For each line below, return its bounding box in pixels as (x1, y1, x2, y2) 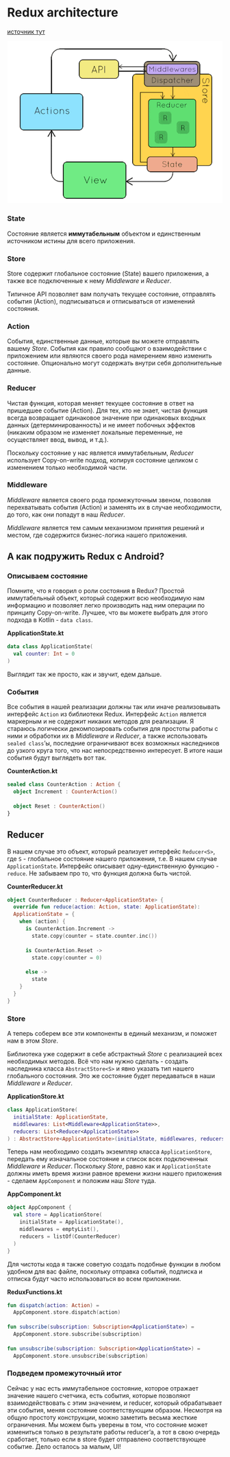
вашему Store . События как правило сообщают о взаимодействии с (7, 345, 207, 353)
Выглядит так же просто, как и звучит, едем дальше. (7, 670, 162, 679)
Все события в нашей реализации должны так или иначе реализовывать (7, 703, 221, 711)
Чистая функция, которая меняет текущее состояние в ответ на (7, 399, 194, 407)
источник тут (7, 27, 46, 36)
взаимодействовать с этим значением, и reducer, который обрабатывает (7, 1399, 222, 1407)
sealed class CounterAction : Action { (7, 781, 121, 788)
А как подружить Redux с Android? (7, 551, 165, 562)
